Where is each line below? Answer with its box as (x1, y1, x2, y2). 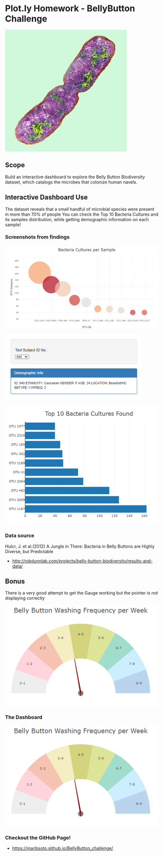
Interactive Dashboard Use (5, 193, 88, 202)
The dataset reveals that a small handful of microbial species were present (5, 206, 155, 212)
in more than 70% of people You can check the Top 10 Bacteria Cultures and (5, 211, 159, 217)
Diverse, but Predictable (5, 548, 54, 554)
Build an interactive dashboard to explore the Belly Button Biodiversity (5, 174, 145, 180)
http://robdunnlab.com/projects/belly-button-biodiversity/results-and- (12, 558, 153, 564)
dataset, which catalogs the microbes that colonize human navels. (5, 179, 138, 185)
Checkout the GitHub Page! (5, 834, 71, 841)
